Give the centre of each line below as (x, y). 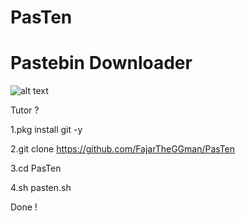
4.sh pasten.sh (41, 188)
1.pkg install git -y (46, 130)
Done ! (24, 207)
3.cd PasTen (36, 168)
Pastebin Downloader (101, 63)
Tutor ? (25, 110)
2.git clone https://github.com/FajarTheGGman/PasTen (123, 149)
